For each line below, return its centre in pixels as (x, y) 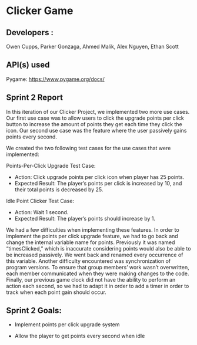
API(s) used (28, 65)
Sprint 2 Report (35, 98)
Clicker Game (40, 11)
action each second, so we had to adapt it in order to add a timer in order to (98, 286)
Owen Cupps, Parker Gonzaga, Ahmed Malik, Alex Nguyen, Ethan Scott (93, 46)
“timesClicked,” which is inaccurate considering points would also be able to (98, 248)
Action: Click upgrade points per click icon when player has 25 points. (99, 177)
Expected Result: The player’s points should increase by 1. (85, 218)
